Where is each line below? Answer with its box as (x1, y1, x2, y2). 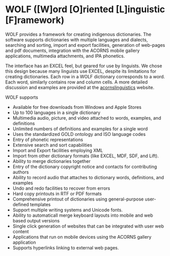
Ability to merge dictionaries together (12, 158, 91, 164)
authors (12, 169, 29, 175)
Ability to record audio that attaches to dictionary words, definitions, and (12, 174, 164, 180)
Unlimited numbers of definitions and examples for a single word (12, 126, 148, 132)
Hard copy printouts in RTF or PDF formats (12, 190, 102, 196)
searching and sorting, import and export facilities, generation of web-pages (5, 42, 165, 48)
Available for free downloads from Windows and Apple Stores (12, 104, 142, 110)
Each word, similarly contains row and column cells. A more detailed (5, 79, 148, 85)
